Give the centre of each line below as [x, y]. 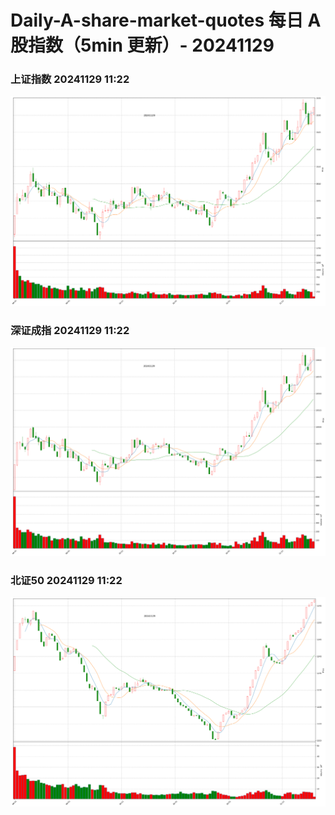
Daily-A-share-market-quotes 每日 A [166, 20]
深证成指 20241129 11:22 [70, 330]
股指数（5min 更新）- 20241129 [142, 45]
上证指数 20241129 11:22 [70, 79]
